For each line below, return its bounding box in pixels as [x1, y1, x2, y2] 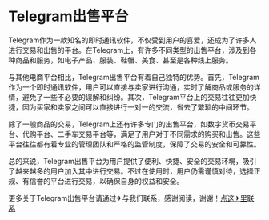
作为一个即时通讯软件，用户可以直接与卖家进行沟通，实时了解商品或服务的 [8, 82, 254, 92]
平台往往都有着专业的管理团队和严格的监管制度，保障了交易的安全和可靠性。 [8, 139, 261, 149]
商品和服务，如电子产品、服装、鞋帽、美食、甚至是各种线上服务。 [14, 55, 233, 65]
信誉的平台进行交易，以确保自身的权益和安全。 [29, 176, 184, 186]
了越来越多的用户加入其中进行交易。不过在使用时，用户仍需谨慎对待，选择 [8, 166, 254, 176]
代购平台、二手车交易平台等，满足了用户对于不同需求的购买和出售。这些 [22, 129, 261, 138]
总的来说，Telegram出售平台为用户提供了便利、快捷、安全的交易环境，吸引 [8, 156, 257, 166]
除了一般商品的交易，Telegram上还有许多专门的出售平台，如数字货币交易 [8, 119, 250, 129]
